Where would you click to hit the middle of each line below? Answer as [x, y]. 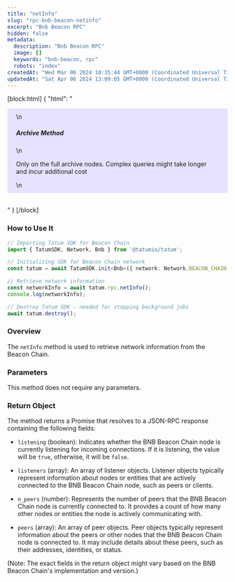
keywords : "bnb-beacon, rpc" [56, 60]
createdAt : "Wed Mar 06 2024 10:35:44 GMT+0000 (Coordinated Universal [114, 72]
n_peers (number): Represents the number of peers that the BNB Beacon [122, 499]
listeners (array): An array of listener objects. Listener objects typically [121, 471]
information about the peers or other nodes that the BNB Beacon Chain [120, 535]
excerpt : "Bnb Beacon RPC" [47, 27]
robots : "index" [37, 66]
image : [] [28, 53]
